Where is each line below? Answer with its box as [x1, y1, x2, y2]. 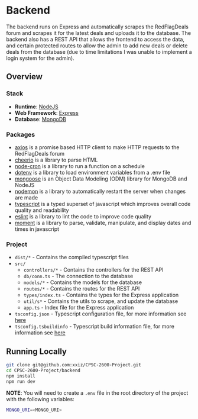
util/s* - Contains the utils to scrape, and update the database [23, 298, 178, 305]
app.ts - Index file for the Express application [23, 304, 134, 311]
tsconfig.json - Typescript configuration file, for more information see [14, 310, 187, 317]
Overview [6, 72, 43, 82]
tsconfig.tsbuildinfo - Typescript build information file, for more [14, 323, 174, 330]
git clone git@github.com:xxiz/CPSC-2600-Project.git [6, 362, 142, 368]
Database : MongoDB [14, 115, 67, 123]
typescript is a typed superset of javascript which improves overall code [14, 200, 191, 207]
